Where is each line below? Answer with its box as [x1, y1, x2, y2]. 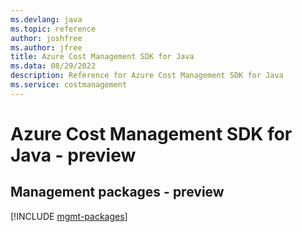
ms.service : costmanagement [10, 80, 128, 90]
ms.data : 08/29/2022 [10, 61, 97, 71]
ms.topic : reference [10, 24, 97, 34]
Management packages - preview [10, 184, 225, 201]
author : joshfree [10, 33, 83, 43]
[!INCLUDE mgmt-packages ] [10, 210, 128, 222]
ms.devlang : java [10, 14, 83, 25]
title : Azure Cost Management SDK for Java [10, 52, 195, 62]
